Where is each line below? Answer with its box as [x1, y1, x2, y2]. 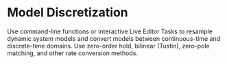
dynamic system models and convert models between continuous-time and [7, 34, 221, 42]
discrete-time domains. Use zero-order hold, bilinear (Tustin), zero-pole [7, 42, 211, 50]
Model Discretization [7, 5, 128, 20]
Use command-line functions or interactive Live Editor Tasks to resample [7, 27, 213, 35]
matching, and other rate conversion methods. [7, 49, 139, 57]
